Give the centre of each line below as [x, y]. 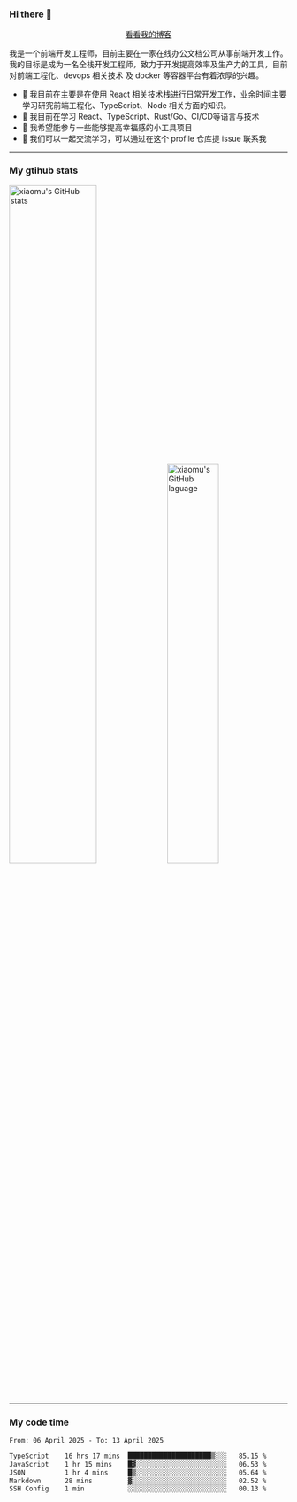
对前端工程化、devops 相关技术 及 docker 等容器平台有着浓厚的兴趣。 [136, 75]
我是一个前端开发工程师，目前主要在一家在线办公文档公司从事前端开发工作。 [148, 53]
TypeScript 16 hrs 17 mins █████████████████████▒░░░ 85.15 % [138, 1456]
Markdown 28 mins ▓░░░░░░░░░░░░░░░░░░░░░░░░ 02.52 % [138, 1481]
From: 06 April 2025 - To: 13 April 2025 [87, 1440]
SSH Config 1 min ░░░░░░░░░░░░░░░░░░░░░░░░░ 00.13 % [138, 1489]
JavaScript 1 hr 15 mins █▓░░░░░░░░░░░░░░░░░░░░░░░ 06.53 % [138, 1464]
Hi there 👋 [31, 14]
